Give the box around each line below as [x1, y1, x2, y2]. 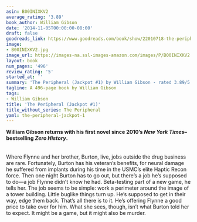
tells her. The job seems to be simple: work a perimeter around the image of [6, 184, 189, 191]
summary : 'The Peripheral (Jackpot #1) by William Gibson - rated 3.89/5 [6, 80, 191, 86]
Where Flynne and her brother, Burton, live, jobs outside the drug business [6, 153, 186, 160]
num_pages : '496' [6, 63, 49, 69]
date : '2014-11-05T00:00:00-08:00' [6, 25, 93, 31]
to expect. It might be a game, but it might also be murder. [6, 210, 147, 217]
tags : [6, 90, 19, 96]
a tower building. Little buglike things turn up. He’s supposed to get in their [6, 191, 186, 198]
